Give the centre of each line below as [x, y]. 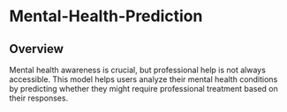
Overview [37, 49]
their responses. [39, 98]
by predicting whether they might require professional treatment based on [143, 89]
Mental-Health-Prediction [106, 16]
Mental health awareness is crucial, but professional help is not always [138, 70]
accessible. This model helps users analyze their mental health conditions [143, 79]
